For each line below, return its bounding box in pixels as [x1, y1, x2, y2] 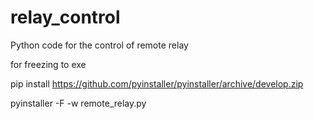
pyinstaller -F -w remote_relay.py [10, 97, 147, 109]
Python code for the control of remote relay [10, 39, 189, 51]
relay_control [10, 6, 121, 29]
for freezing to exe [10, 58, 87, 70]
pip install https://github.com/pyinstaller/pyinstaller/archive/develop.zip [10, 77, 304, 90]
